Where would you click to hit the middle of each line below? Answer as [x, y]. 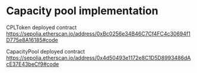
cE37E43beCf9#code [33, 64]
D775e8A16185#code [32, 40]
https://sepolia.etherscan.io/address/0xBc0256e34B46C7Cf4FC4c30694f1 [99, 33]
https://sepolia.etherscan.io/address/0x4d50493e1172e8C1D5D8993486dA [99, 58]
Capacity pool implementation [82, 11]
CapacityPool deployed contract [45, 51]
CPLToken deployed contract [42, 27]
